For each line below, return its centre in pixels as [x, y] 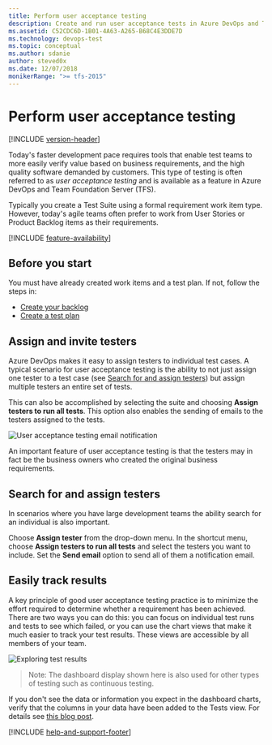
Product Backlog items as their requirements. [84, 222]
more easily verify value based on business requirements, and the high [127, 163]
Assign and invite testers [73, 341]
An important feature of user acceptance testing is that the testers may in [131, 451]
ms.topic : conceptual [45, 46]
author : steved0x [38, 62]
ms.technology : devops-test [56, 39]
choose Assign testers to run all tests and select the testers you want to [130, 546]
